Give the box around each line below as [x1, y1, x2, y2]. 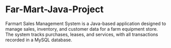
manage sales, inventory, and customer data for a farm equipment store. [5, 26, 158, 32]
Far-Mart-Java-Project [5, 4, 104, 15]
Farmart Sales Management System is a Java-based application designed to [5, 20, 166, 27]
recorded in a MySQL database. [5, 37, 73, 43]
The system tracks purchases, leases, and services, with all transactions [5, 31, 158, 37]
